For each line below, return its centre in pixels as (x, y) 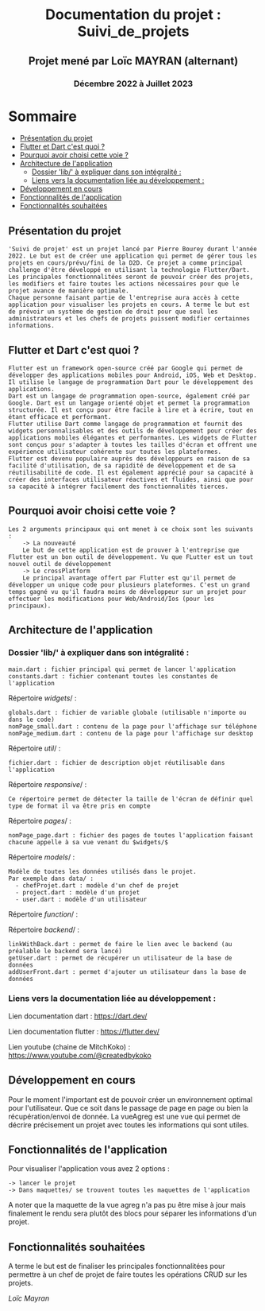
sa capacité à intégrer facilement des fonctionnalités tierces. (118, 487)
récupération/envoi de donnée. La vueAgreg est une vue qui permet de (124, 1116)
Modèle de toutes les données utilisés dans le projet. (102, 871)
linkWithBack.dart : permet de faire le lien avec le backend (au (120, 944)
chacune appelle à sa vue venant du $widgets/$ (88, 842)
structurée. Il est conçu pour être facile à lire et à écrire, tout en (131, 410)
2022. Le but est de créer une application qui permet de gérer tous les (133, 256)
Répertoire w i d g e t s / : (42, 698)
